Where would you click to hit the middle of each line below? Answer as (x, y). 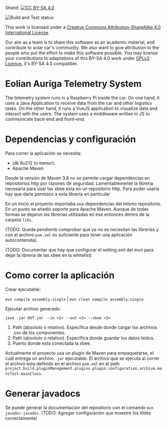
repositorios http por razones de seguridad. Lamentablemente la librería (79, 183)
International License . (27, 32)
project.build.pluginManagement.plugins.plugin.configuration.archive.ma (84, 368)
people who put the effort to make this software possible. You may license (81, 53)
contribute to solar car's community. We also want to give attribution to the (82, 47)
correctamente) (21, 418)
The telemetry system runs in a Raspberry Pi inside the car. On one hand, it (82, 97)
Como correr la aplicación (60, 275)
